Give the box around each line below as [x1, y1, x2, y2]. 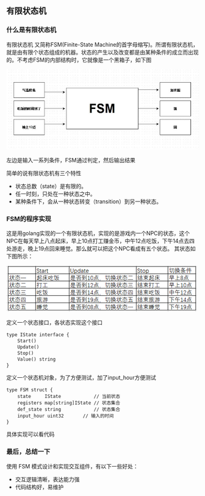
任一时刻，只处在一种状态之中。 [15, 190, 96, 197]
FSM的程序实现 [6, 214, 52, 223]
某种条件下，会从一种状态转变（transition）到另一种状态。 [15, 198, 162, 205]
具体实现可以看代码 [6, 430, 55, 438]
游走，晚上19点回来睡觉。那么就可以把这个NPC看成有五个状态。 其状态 [11, 245, 191, 252]
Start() [17, 338, 37, 344]
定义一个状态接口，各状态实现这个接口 [6, 319, 103, 326]
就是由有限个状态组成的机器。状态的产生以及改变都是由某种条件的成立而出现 [6, 48, 199, 56]
